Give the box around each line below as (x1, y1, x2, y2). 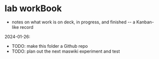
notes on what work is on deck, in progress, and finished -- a (11, 19, 135, 25)
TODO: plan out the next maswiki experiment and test (11, 48, 120, 54)
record (20, 24, 34, 30)
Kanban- (136, 19, 154, 25)
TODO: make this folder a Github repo (11, 43, 88, 49)
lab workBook (4, 3, 62, 14)
